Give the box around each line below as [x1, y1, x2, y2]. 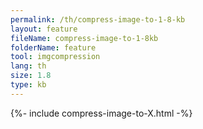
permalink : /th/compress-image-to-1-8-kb [10, 14, 186, 25]
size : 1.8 [10, 71, 52, 81]
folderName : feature [10, 42, 97, 53]
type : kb [10, 80, 47, 90]
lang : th [10, 61, 47, 71]
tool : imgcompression [10, 52, 101, 62]
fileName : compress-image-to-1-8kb [10, 33, 159, 43]
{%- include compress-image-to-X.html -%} [10, 107, 193, 119]
